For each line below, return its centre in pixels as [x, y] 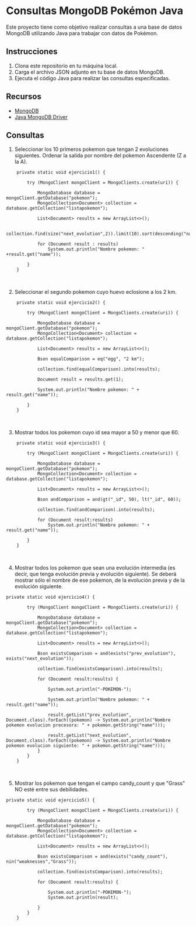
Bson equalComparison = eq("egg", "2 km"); [91, 359]
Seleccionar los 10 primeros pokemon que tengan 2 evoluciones [92, 149]
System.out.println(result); [83, 898]
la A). [21, 162]
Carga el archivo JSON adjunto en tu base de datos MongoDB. [90, 72]
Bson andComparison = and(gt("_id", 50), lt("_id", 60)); [109, 500]
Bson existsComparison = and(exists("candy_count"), [102, 857]
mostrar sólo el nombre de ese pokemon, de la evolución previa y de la [99, 580]
